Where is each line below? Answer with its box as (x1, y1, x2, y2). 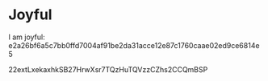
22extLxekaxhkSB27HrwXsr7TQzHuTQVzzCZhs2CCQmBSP (8, 64, 208, 74)
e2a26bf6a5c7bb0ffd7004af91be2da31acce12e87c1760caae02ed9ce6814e (8, 40, 260, 50)
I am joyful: (8, 32, 46, 42)
